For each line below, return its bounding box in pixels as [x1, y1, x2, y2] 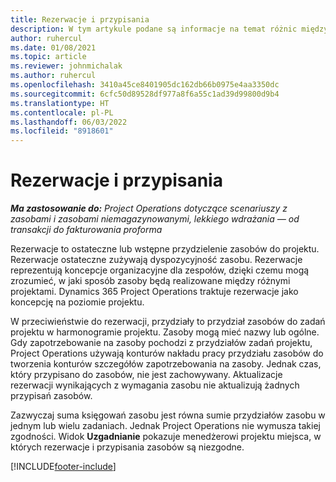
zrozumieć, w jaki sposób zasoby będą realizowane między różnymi [10, 275, 291, 287]
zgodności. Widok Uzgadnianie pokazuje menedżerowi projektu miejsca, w [10, 431, 322, 443]
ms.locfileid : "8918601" [10, 126, 114, 136]
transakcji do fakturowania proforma [10, 224, 163, 236]
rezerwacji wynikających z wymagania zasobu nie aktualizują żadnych [10, 379, 300, 391]
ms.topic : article [10, 52, 87, 62]
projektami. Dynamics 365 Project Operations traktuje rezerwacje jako [10, 286, 299, 298]
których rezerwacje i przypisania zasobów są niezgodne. [10, 441, 245, 453]
